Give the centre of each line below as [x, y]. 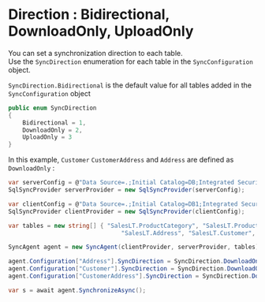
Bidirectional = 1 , [54, 123]
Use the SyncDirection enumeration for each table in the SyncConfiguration [131, 62]
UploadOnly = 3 [47, 137]
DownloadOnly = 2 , [52, 130]
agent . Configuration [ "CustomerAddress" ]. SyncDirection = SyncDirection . [130, 276]
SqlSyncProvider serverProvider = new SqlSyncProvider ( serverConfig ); [127, 190]
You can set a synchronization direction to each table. [95, 53]
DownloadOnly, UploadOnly [101, 31]
